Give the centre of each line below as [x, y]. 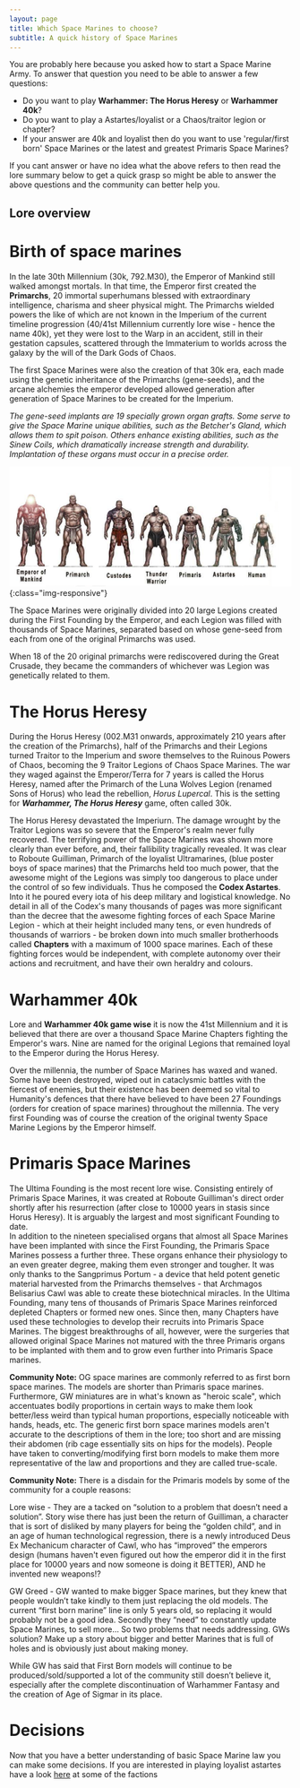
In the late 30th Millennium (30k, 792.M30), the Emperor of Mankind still [142, 276]
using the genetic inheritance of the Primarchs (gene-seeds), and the [137, 379]
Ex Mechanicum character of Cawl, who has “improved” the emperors [138, 1545]
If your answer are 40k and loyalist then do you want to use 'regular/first [155, 139]
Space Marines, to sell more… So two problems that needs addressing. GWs [150, 1629]
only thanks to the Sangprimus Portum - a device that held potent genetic [145, 1274]
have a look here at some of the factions [84, 1775]
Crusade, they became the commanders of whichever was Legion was [140, 666]
